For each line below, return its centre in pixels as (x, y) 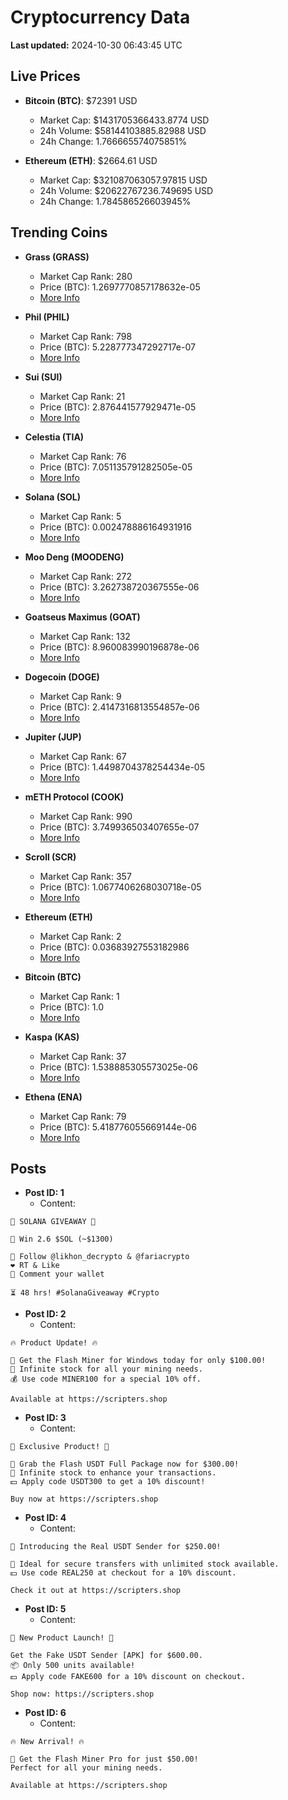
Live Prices (45, 76)
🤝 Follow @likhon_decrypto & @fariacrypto (100, 1257)
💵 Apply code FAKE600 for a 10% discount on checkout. (128, 1677)
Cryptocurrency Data (100, 17)
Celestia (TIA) (54, 437)
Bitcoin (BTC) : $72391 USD (81, 100)
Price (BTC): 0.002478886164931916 (115, 527)
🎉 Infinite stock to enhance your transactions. (113, 1473)
